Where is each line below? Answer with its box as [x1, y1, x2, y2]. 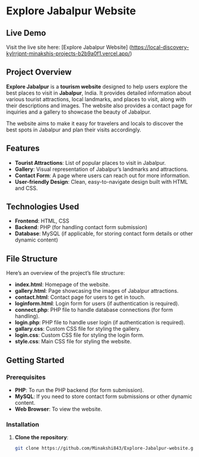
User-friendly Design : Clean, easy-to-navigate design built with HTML [14, 178, 188, 185]
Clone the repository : [14, 434, 69, 441]
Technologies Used [6, 202, 79, 212]
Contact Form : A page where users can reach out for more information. [14, 171, 190, 179]
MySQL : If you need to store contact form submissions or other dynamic [14, 393, 192, 400]
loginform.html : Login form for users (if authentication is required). [14, 300, 179, 307]
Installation [6, 420, 40, 428]
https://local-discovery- [131, 43, 189, 51]
